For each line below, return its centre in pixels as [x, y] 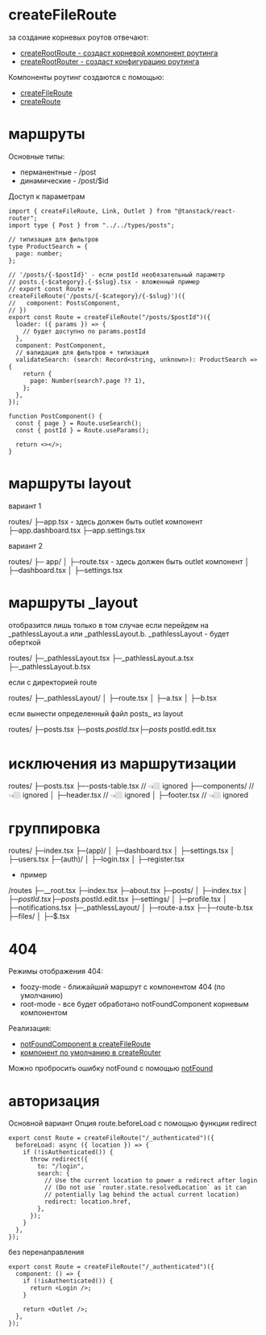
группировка [54, 828]
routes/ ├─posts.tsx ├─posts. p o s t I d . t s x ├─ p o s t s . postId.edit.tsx [112, 730]
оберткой [25, 642]
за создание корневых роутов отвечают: [79, 37]
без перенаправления [46, 1252]
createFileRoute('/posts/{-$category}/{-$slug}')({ [97, 296]
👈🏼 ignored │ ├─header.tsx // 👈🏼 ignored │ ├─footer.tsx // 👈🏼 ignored [128, 795]
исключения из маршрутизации [122, 763]
